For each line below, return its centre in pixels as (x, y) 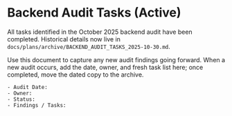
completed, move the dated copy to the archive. (75, 75)
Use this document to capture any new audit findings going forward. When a (116, 59)
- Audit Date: (28, 87)
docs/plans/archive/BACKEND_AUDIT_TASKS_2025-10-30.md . (89, 46)
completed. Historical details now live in (64, 39)
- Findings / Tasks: (37, 105)
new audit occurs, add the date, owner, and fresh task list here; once (105, 67)
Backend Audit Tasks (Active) (94, 13)
